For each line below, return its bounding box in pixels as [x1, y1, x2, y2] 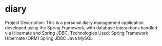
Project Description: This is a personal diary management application [5, 20, 144, 25]
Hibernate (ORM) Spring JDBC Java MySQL [5, 35, 93, 41]
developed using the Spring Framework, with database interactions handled [5, 24, 158, 30]
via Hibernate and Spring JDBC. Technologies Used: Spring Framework [5, 30, 148, 36]
